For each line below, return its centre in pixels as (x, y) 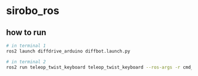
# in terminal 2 (26, 62)
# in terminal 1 (26, 46)
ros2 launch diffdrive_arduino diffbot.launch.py (68, 51)
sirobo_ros (33, 11)
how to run (26, 32)
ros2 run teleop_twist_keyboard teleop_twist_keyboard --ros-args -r (93, 67)
